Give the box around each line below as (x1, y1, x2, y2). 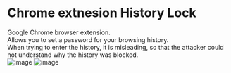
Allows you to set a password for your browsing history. (7, 35, 169, 44)
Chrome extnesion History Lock (7, 5, 196, 21)
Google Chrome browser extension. (7, 28, 111, 36)
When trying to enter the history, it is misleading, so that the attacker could (7, 43, 224, 51)
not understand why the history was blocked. (7, 51, 139, 59)
